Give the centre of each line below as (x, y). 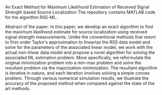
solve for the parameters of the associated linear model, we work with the (79, 47)
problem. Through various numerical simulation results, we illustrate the (77, 78)
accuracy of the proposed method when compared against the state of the (80, 83)
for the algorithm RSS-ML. (31, 17)
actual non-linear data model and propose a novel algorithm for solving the (80, 52)
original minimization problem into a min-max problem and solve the (73, 63)
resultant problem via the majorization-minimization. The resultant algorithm (81, 68)
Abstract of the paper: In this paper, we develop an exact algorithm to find (79, 27)
